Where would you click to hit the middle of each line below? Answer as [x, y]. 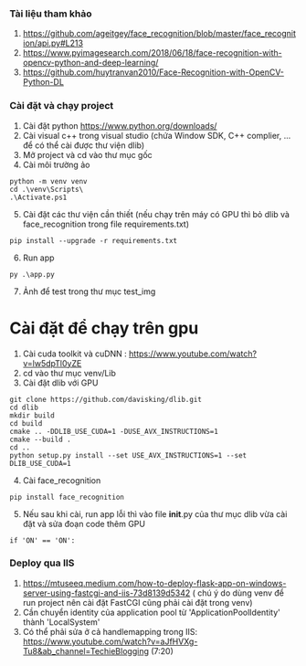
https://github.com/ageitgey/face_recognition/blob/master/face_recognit [159, 34]
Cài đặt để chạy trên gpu [104, 328]
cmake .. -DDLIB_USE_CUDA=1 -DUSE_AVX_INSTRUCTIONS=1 [114, 431]
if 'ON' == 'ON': [42, 540]
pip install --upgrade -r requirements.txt [94, 240]
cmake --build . [40, 439]
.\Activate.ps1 [38, 197]
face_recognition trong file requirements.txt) [106, 224]
